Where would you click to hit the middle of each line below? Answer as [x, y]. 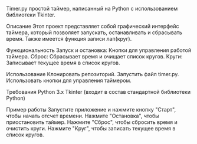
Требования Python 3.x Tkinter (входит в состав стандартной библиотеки [98, 92]
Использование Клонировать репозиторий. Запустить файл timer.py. [93, 74]
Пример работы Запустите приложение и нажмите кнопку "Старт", [91, 109]
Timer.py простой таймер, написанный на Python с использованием [92, 9]
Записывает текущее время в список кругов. [63, 63]
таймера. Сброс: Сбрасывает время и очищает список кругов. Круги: [94, 56]
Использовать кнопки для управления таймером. [69, 80]
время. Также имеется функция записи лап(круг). [69, 39]
